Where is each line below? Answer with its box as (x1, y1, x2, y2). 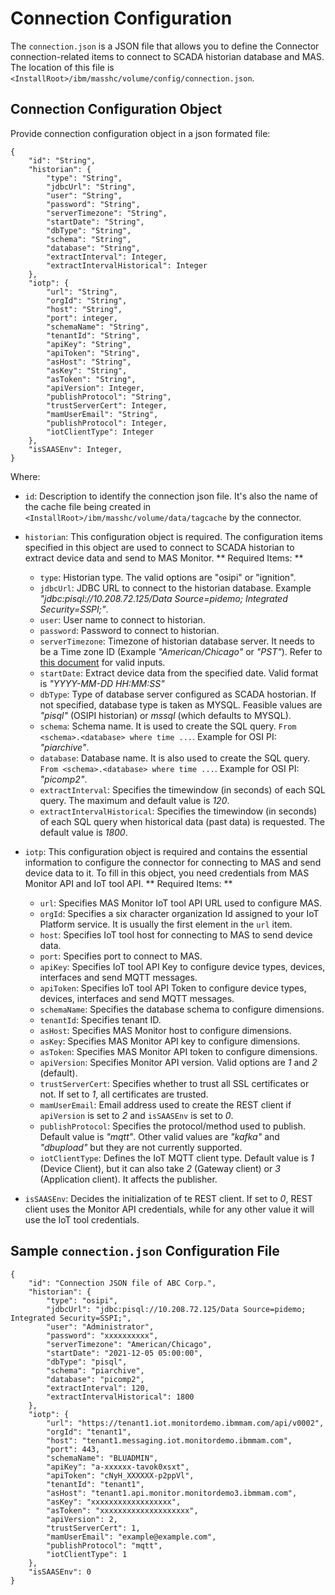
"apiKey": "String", (46, 339, 132, 349)
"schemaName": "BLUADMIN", (46, 1453, 159, 1463)
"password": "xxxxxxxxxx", (46, 1330, 159, 1341)
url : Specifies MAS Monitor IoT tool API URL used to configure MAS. (39, 897, 323, 909)
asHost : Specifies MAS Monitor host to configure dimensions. (39, 1024, 292, 1036)
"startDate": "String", (46, 217, 145, 227)
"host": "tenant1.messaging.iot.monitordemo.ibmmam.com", (46, 1435, 293, 1446)
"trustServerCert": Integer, (46, 400, 168, 411)
